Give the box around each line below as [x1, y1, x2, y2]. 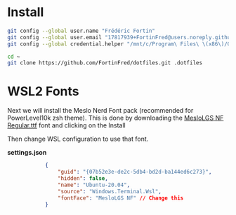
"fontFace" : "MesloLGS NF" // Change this [57, 194, 184, 202]
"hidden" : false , [57, 175, 109, 182]
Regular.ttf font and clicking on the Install [7, 121, 126, 130]
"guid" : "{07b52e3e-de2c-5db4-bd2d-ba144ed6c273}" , [57, 169, 212, 176]
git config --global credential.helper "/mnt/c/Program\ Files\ [7, 40, 199, 48]
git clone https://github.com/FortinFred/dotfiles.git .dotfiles [7, 60, 202, 67]
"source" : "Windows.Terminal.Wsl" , [57, 188, 162, 195]
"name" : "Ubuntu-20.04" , [57, 181, 131, 188]
